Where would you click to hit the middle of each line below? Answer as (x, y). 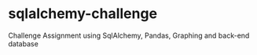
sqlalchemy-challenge (83, 14)
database (24, 43)
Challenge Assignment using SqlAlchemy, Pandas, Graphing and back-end (129, 35)
